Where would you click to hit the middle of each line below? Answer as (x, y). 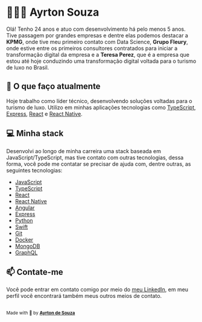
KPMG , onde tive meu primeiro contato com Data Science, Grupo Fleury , (97, 42)
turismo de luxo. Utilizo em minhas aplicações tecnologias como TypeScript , (101, 107)
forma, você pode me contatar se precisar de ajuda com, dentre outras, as (99, 164)
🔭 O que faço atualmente (53, 87)
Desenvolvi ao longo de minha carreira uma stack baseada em (84, 151)
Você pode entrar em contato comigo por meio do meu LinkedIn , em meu (97, 289)
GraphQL (26, 252)
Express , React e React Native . (44, 113)
